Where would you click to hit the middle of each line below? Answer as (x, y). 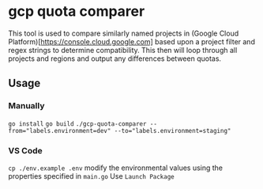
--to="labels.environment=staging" (173, 130)
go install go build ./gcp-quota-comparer (77, 124)
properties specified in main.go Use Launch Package (92, 176)
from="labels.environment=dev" (60, 130)
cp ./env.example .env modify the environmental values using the (116, 168)
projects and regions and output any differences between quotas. (115, 59)
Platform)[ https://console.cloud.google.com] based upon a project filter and (131, 41)
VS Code (25, 150)
